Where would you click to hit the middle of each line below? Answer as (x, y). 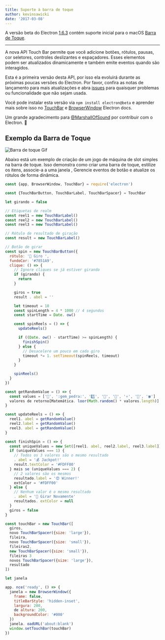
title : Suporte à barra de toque (39, 10)
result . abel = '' (34, 297)
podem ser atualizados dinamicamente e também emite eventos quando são (82, 63)
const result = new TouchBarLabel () (42, 238)
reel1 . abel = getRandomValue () (43, 419)
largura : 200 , (28, 606)
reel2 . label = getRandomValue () (43, 424)
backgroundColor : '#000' (39, 615)
